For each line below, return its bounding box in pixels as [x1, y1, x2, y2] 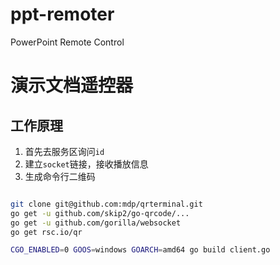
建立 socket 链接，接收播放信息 [24, 158, 149, 170]
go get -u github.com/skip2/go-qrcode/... [10, 208, 190, 218]
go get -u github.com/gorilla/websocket [10, 218, 182, 228]
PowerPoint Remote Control [10, 36, 125, 48]
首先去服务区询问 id [24, 145, 105, 157]
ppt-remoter [10, 3, 115, 26]
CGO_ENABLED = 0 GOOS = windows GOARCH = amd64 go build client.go [10, 245, 271, 255]
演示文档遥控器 [10, 74, 134, 97]
